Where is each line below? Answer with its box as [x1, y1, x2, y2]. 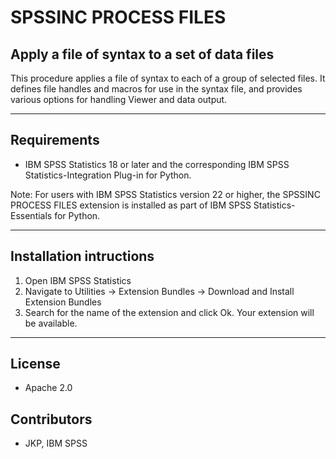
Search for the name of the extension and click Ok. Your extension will [24, 306, 315, 318]
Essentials [10, 209, 53, 221]
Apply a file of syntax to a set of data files [10, 46, 275, 63]
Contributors [10, 411, 93, 428]
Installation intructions [10, 248, 155, 265]
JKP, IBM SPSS [24, 437, 88, 450]
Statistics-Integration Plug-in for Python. [24, 169, 192, 181]
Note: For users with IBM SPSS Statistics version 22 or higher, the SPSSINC [10, 188, 321, 200]
